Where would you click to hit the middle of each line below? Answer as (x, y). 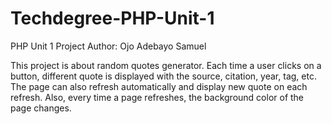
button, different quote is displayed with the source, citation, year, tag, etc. (163, 76)
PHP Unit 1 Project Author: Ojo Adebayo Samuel (108, 46)
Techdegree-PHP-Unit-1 (112, 18)
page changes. (41, 108)
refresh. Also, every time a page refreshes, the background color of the (157, 97)
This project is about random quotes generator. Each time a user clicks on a (166, 65)
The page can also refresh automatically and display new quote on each (159, 86)
